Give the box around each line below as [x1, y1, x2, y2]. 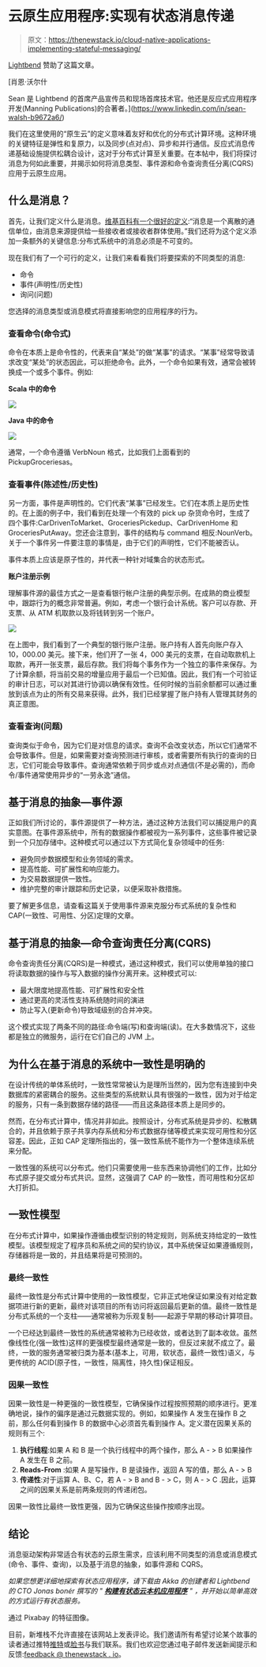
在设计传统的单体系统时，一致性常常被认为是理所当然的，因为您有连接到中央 [8, 1080, 257, 1089]
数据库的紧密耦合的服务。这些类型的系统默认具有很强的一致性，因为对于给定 [8, 1089, 257, 1100]
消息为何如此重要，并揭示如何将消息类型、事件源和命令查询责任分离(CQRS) [8, 158, 254, 168]
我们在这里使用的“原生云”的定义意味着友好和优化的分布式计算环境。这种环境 [8, 128, 257, 138]
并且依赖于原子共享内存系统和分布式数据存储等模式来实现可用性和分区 [28, 1127, 257, 1136]
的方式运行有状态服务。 [8, 1596, 84, 1606]
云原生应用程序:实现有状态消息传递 [8, 7, 234, 25]
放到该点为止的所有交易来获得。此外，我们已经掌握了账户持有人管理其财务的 [8, 689, 257, 699]
